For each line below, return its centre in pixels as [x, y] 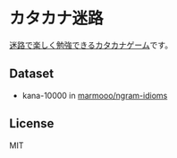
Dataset [32, 74]
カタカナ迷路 [57, 18]
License [32, 123]
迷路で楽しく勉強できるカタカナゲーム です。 [91, 45]
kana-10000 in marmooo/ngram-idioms [95, 95]
